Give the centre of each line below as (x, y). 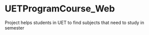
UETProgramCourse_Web (60, 9)
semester (15, 27)
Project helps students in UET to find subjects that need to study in (74, 22)
